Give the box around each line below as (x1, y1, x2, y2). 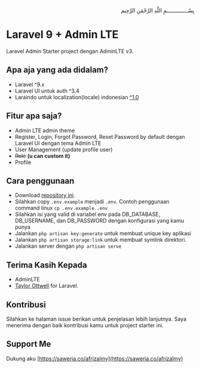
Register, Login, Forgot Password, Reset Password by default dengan (14, 133, 185, 140)
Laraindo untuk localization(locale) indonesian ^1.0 (14, 93, 139, 101)
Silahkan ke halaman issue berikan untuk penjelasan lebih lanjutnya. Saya (6, 315, 187, 323)
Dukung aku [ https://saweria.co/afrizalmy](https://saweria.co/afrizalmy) (6, 355, 183, 362)
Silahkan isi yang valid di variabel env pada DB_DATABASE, (14, 211, 161, 218)
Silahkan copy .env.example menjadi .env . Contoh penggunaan (14, 198, 170, 205)
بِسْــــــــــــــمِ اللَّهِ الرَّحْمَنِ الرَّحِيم (121, 7, 195, 14)
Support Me (6, 339, 51, 349)
